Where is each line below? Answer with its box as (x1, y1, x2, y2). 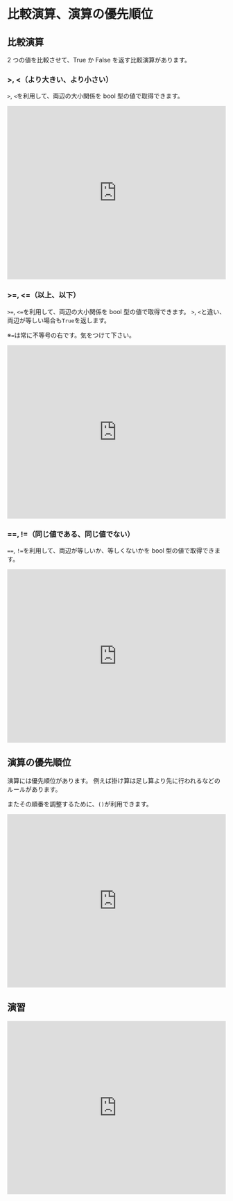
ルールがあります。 (7, 785, 62, 793)
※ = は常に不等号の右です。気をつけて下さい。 (7, 331, 135, 339)
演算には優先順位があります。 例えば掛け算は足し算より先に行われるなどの (7, 776, 221, 784)
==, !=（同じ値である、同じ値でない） (7, 529, 135, 539)
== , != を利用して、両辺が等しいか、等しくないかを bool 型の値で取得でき (7, 546, 215, 555)
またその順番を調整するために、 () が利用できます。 (7, 800, 153, 808)
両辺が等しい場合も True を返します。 (7, 316, 111, 325)
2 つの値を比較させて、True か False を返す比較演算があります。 (7, 56, 191, 64)
